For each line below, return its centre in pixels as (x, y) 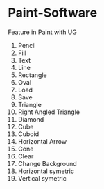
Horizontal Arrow (42, 141)
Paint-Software (53, 13)
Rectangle (32, 75)
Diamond (31, 119)
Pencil (27, 45)
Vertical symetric (42, 178)
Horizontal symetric (46, 171)
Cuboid (28, 134)
